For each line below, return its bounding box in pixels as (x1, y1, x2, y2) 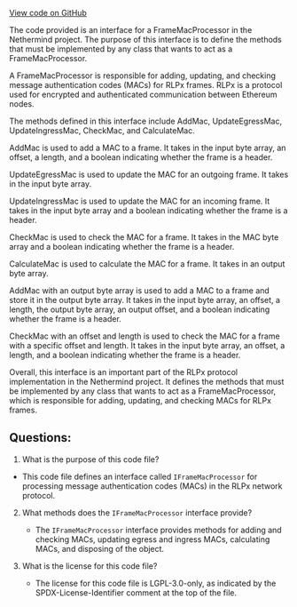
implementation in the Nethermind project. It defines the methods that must (9, 377, 285, 387)
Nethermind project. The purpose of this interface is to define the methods (9, 35, 282, 44)
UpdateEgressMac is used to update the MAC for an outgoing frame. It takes (9, 169, 289, 180)
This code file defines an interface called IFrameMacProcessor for (21, 471, 258, 482)
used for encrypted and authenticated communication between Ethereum (9, 89, 277, 100)
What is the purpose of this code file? (21, 453, 160, 465)
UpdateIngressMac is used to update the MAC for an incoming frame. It (9, 196, 270, 206)
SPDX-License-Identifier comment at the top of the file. (35, 587, 238, 598)
